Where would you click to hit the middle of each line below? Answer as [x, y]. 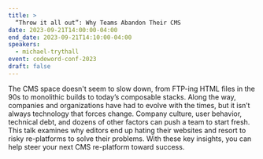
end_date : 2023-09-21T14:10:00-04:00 [70, 37]
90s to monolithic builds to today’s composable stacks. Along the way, [122, 97]
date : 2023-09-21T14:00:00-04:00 [63, 30]
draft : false [30, 67]
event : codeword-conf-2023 [52, 60]
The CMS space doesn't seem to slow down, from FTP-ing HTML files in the [132, 89]
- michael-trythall [47, 52]
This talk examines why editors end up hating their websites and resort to [127, 130]
